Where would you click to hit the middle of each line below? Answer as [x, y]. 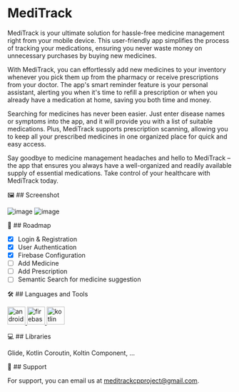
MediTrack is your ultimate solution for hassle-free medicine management [116, 33]
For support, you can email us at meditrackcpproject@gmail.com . [103, 381]
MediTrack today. [33, 181]
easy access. [27, 144]
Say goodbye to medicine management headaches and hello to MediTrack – [119, 158]
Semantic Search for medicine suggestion [79, 279]
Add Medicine [38, 263]
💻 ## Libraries [29, 336]
